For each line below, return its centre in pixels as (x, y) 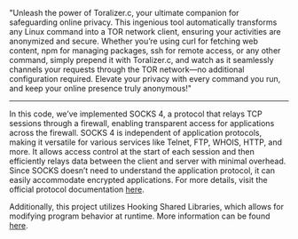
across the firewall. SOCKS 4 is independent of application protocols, (136, 133)
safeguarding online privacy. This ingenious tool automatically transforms (143, 22)
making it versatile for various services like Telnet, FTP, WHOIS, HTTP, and (145, 142)
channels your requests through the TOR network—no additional (127, 69)
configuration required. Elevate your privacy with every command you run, (145, 79)
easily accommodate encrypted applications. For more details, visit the (138, 180)
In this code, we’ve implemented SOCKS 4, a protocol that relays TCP (136, 114)
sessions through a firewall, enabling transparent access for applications (142, 123)
